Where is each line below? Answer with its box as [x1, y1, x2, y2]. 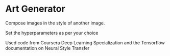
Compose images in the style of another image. [5, 20, 105, 26]
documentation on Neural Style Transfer [5, 45, 90, 51]
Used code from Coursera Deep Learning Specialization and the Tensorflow [5, 39, 165, 46]
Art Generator [5, 3, 65, 15]
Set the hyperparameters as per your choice [5, 30, 99, 36]
